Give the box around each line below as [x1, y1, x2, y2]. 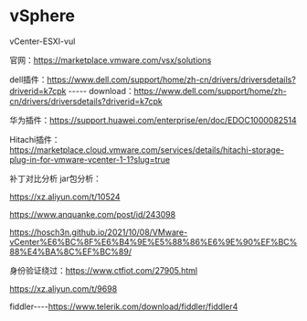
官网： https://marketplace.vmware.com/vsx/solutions [9, 54, 212, 65]
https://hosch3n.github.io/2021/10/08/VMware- [9, 226, 188, 238]
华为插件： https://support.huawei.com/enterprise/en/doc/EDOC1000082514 [9, 114, 297, 125]
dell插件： [9, 74, 48, 85]
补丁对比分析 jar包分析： [9, 173, 102, 184]
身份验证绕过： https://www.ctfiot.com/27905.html [9, 264, 198, 275]
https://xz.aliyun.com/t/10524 [9, 191, 121, 202]
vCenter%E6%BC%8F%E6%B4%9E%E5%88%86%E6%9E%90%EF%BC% [9, 236, 298, 247]
